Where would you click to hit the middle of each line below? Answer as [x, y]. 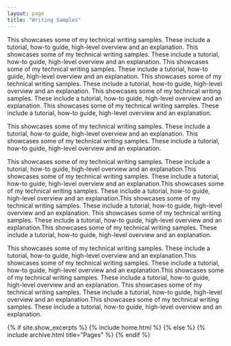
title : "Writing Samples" [44, 20]
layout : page [26, 13]
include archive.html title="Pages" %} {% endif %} [79, 334]
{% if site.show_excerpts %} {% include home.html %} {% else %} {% [107, 327]
